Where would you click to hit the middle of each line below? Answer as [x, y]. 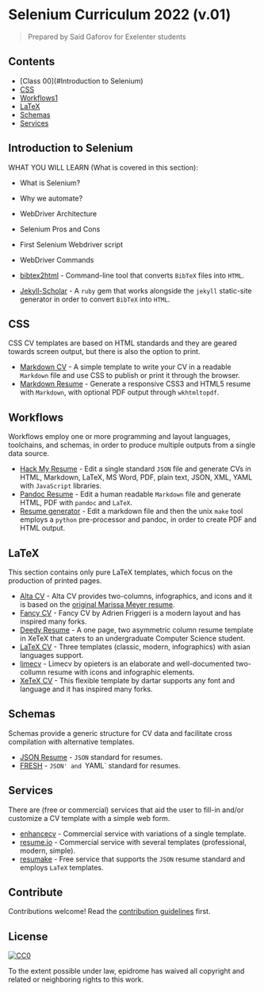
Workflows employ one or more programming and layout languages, [119, 437]
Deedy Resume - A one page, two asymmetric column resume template [136, 630]
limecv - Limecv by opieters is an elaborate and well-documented [127, 663]
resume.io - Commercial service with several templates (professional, [133, 842]
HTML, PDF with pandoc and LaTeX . [76, 503]
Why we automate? [51, 198]
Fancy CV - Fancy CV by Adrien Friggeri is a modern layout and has [130, 613]
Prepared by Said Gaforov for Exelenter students [107, 37]
